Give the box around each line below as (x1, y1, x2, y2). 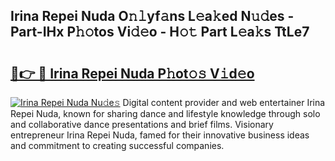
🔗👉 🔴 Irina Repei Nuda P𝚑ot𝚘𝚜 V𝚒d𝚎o (10, 65, 255, 82)
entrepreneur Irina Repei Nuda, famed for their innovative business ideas (10, 129, 310, 141)
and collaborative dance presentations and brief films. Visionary (10, 119, 274, 130)
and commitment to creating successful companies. (10, 140, 225, 151)
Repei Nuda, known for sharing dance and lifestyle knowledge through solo (10, 108, 321, 119)
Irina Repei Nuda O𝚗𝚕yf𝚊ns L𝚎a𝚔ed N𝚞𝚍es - (10, 8, 295, 25)
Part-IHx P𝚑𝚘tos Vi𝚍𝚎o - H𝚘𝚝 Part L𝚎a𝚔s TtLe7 (10, 24, 310, 41)
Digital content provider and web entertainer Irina (122, 97, 326, 108)
